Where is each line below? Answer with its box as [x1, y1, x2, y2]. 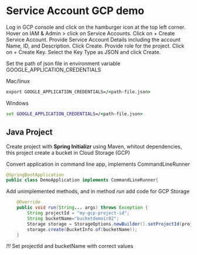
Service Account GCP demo [6, 4, 145, 18]
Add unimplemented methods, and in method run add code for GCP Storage [6, 188, 190, 195]
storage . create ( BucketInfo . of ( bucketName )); [27, 226, 138, 233]
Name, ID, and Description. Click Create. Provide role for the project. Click [6, 42, 185, 49]
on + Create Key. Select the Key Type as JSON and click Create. [6, 48, 161, 55]
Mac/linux [6, 78, 30, 85]
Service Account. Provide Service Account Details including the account [6, 36, 181, 43]
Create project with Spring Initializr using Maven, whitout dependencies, [6, 143, 182, 150]
